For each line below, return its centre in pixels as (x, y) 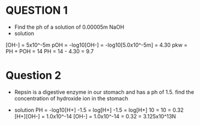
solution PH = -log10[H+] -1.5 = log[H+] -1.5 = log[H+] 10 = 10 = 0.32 (99, 110)
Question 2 (34, 76)
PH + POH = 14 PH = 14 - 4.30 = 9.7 (50, 51)
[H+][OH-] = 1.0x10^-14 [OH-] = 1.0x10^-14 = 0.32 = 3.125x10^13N (95, 116)
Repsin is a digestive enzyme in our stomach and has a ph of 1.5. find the (104, 92)
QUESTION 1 (37, 10)
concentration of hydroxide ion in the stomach (71, 98)
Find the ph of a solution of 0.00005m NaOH (69, 27)
